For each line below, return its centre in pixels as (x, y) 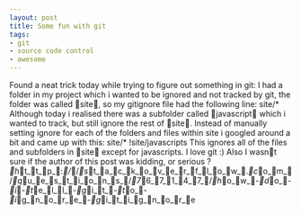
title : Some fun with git (58, 26)
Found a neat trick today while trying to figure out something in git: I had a (146, 85)
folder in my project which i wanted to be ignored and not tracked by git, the (150, 94)
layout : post (34, 18)
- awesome (28, 59)
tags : (19, 34)
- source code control (52, 51)
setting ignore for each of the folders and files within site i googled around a (150, 133)
